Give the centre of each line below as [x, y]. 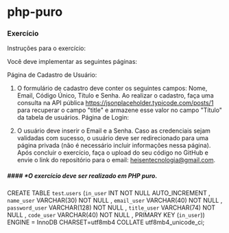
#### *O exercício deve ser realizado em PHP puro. [82, 176]
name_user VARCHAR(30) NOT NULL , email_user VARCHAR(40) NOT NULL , [115, 201]
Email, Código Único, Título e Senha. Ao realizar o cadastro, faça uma [115, 96]
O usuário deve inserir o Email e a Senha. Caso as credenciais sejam [114, 131]
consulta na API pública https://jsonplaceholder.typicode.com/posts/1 [115, 103]
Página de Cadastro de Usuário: [52, 75]
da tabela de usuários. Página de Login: [73, 118]
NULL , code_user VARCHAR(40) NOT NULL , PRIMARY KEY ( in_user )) [106, 215]
